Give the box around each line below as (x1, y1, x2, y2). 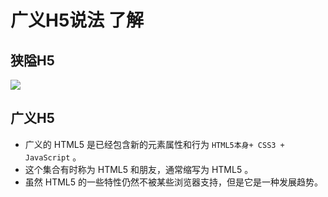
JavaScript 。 (24, 151, 82, 163)
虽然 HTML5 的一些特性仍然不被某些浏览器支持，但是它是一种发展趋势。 (24, 176, 323, 188)
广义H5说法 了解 (10, 9, 144, 32)
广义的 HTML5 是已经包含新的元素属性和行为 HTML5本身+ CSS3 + (24, 138, 285, 150)
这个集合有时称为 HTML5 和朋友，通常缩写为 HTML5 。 (24, 163, 254, 175)
